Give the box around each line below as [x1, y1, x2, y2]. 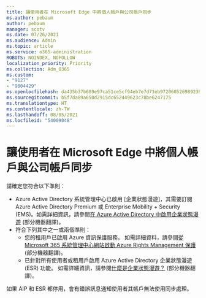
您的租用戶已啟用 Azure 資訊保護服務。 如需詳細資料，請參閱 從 [24, 234, 184, 241]
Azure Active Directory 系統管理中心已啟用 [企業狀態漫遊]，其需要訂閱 [15, 196, 193, 203]
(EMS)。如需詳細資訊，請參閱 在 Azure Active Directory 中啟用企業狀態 [15, 211, 193, 218]
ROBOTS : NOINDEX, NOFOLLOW [6, 55, 75, 61]
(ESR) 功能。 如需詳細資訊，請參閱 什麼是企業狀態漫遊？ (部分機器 [24, 264, 191, 272]
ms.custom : [6, 72, 34, 78]
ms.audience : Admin [6, 37, 56, 44]
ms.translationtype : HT [6, 100, 67, 106]
